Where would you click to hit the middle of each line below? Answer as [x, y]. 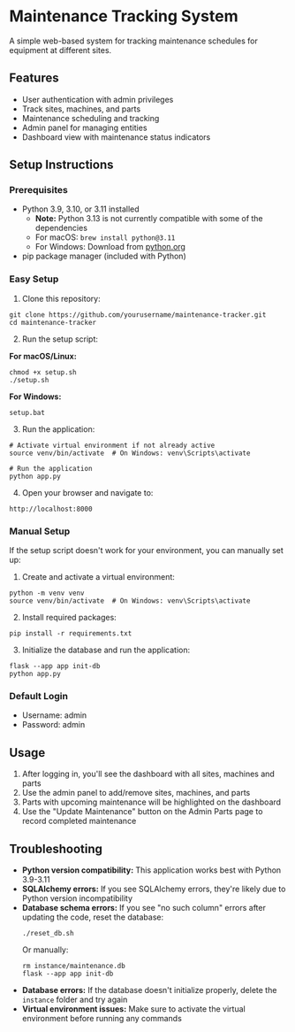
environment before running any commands [102, 1018]
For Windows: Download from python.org [110, 247]
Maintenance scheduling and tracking [91, 118]
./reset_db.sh [48, 933]
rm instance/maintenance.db [73, 966]
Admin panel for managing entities [84, 127]
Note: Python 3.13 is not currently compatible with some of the [149, 219]
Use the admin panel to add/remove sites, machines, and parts [136, 793]
